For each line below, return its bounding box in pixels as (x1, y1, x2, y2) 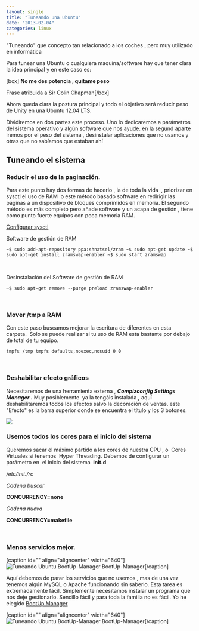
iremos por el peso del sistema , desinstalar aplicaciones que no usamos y (6, 131, 189, 138)
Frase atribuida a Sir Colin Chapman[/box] (6, 89, 110, 96)
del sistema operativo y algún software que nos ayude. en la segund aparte (6, 125, 191, 132)
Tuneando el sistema (6, 155, 85, 165)
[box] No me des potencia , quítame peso (6, 78, 110, 85)
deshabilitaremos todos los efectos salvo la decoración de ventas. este (6, 400, 181, 407)
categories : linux (6, 25, 52, 32)
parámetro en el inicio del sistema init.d (6, 458, 107, 466)
